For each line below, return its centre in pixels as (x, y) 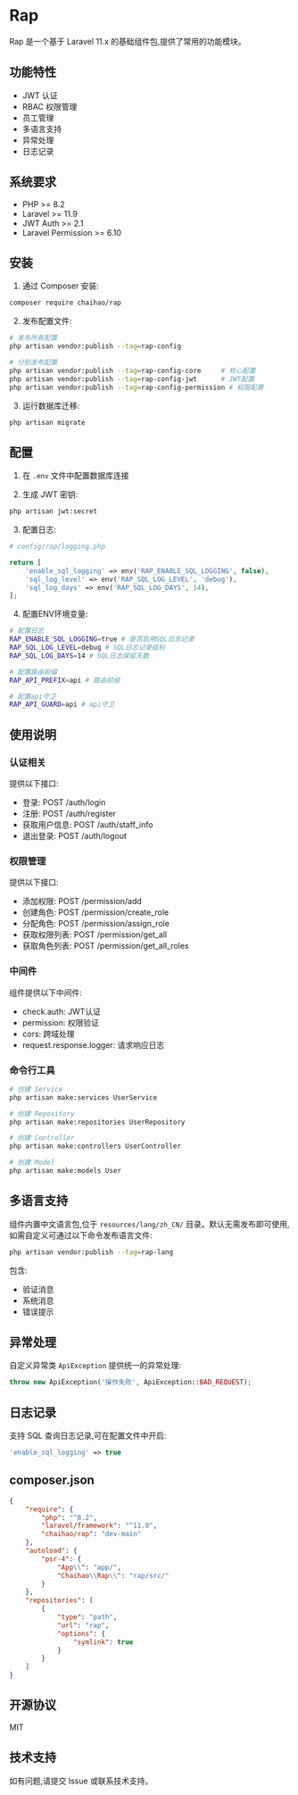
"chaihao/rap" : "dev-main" (91, 1534)
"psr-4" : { (62, 1558)
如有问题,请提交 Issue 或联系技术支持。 (81, 1781)
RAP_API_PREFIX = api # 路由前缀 (65, 680)
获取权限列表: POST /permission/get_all (95, 935)
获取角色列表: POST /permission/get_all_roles (105, 946)
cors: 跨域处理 (48, 1034)
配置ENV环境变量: (55, 614)
